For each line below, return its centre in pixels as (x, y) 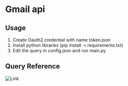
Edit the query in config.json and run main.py (59, 51)
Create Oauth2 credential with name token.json (61, 40)
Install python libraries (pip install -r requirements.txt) (68, 45)
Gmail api (25, 9)
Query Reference (33, 66)
